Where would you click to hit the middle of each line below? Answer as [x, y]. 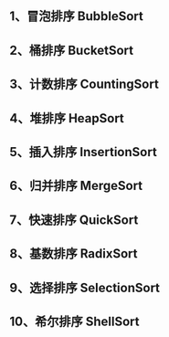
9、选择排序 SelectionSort [85, 287]
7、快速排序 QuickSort [74, 220]
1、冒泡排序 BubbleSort [76, 16]
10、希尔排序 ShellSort [74, 321]
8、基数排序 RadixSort [74, 254]
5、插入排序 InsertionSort [83, 152]
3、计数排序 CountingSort [84, 84]
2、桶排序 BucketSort [72, 50]
